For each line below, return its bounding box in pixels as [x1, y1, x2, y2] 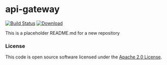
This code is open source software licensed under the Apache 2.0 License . [5, 54, 162, 60]
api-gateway [5, 4, 60, 15]
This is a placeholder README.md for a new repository [5, 30, 120, 36]
